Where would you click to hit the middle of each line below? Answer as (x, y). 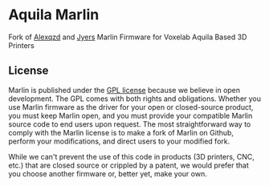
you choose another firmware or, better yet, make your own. (108, 173)
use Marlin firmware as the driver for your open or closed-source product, (131, 107)
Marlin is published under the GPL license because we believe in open (124, 90)
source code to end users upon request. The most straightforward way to (130, 124)
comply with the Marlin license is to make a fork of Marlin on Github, (121, 132)
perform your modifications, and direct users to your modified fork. (119, 141)
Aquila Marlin (54, 15)
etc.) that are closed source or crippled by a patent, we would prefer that (128, 165)
